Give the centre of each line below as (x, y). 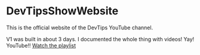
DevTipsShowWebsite (62, 11)
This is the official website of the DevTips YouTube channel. (80, 27)
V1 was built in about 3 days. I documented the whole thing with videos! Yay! (100, 39)
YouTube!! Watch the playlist (41, 45)
